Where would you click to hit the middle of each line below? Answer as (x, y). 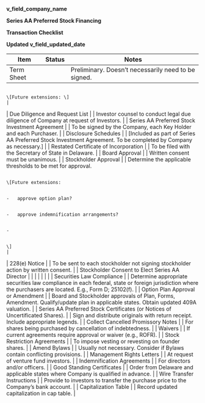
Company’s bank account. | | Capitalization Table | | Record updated (92, 387)
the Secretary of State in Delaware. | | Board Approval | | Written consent (98, 153)
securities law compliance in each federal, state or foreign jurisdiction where (103, 283)
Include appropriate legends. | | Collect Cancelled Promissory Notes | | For (100, 322)
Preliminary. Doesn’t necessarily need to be (133, 70)
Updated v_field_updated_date (46, 44)
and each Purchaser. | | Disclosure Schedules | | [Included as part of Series (101, 133)
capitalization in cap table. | (41, 393)
